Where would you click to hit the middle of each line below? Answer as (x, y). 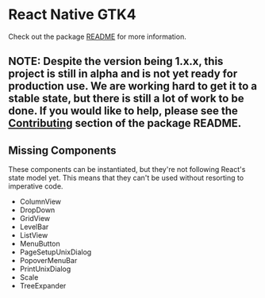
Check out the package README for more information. (97, 36)
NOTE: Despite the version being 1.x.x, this (116, 61)
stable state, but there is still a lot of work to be (126, 99)
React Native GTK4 (72, 15)
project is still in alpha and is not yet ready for (123, 74)
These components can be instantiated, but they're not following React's (127, 170)
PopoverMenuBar (48, 261)
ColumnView (40, 202)
